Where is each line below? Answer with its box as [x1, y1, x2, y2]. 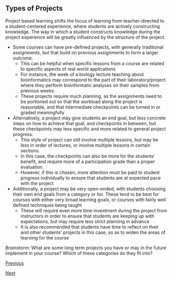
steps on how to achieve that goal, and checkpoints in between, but [12, 120, 157, 126]
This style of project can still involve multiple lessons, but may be [20, 136, 159, 143]
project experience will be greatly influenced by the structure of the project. [5, 34, 166, 40]
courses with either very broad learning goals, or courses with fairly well [12, 196, 166, 203]
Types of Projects [5, 4, 63, 13]
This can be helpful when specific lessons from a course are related [20, 60, 164, 66]
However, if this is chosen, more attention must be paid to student [20, 169, 160, 175]
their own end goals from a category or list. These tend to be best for [12, 191, 159, 197]
